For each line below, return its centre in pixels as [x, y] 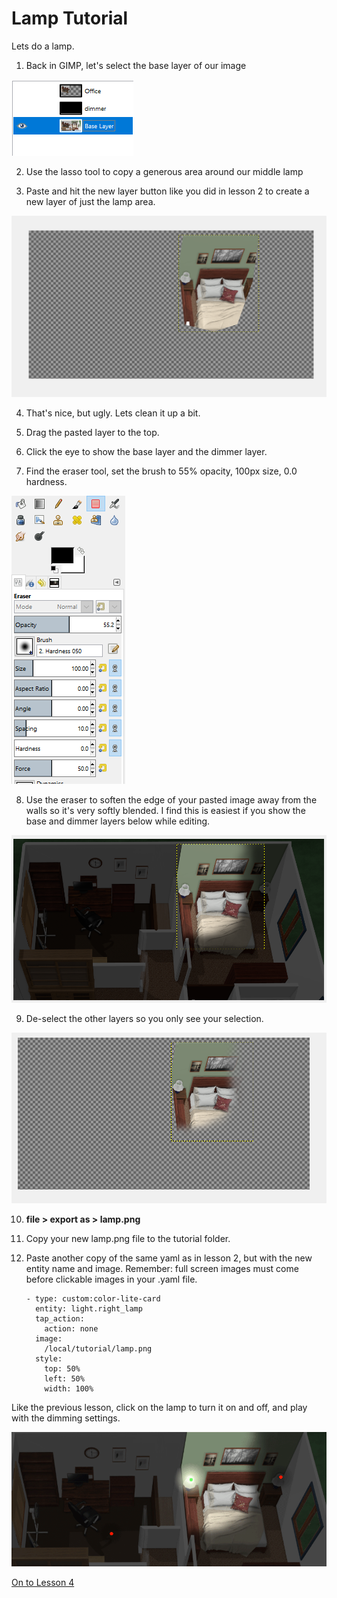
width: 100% [69, 1388]
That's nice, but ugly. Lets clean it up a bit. [113, 413]
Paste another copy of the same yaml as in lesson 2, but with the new [169, 1258]
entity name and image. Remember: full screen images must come [162, 1268]
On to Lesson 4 [43, 1583]
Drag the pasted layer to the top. [92, 432]
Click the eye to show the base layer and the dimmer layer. [146, 451]
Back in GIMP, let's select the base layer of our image [136, 65]
